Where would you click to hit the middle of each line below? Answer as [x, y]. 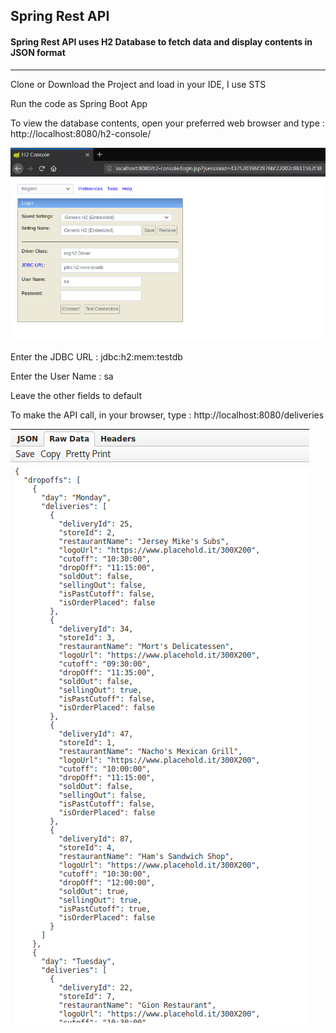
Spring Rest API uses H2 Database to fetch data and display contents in [161, 41]
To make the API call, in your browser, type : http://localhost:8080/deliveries [167, 415]
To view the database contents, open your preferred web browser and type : [167, 123]
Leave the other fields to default [76, 396]
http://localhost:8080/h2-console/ [81, 133]
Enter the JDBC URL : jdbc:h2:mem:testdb [96, 357]
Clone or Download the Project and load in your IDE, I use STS [138, 84]
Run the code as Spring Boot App [79, 103]
